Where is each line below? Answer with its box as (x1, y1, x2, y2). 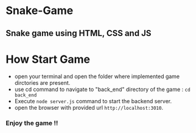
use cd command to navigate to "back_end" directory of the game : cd (14, 85, 191, 93)
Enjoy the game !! (5, 119, 58, 128)
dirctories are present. (14, 79, 71, 86)
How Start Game (5, 52, 91, 66)
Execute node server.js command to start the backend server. (14, 97, 172, 104)
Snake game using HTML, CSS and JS (5, 28, 152, 38)
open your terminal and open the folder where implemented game (14, 73, 180, 80)
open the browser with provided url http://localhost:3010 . (14, 104, 164, 111)
